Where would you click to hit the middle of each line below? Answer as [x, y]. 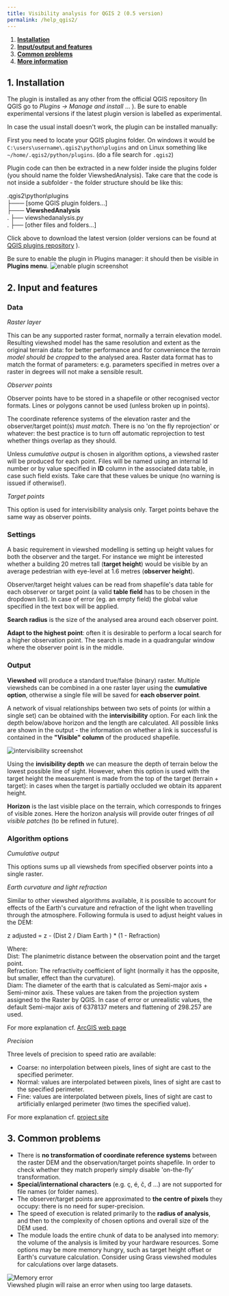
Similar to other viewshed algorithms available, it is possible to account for [112, 900]
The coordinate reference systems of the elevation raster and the [99, 419]
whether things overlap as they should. [62, 440]
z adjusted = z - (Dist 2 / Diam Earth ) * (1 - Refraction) [84, 935]
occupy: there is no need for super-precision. [81, 1206]
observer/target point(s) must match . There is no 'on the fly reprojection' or [113, 426]
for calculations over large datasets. [67, 1264]
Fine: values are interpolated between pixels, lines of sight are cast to [115, 1096]
